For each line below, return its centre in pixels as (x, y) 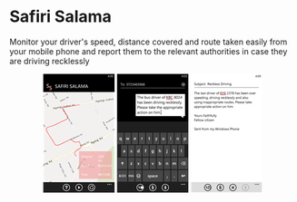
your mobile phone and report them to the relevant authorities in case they (148, 51)
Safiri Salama (60, 17)
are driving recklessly (49, 61)
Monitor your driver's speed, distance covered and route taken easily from (148, 42)
